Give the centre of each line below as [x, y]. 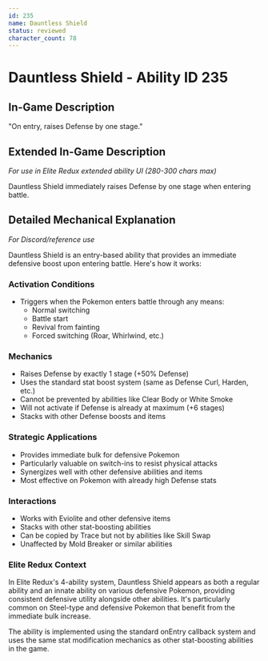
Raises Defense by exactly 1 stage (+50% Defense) [104, 374]
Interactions [32, 501]
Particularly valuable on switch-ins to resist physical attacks [118, 463]
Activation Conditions [52, 284]
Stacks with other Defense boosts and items [93, 417]
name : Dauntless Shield [48, 23]
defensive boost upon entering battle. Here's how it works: [105, 263]
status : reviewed [37, 30]
